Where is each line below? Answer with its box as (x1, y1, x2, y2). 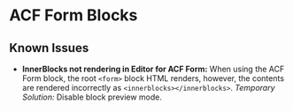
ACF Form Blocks (9, 5, 138, 26)
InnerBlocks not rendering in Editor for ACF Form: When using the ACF (21, 63, 285, 74)
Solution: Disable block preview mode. (21, 92, 162, 102)
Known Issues (9, 41, 89, 55)
